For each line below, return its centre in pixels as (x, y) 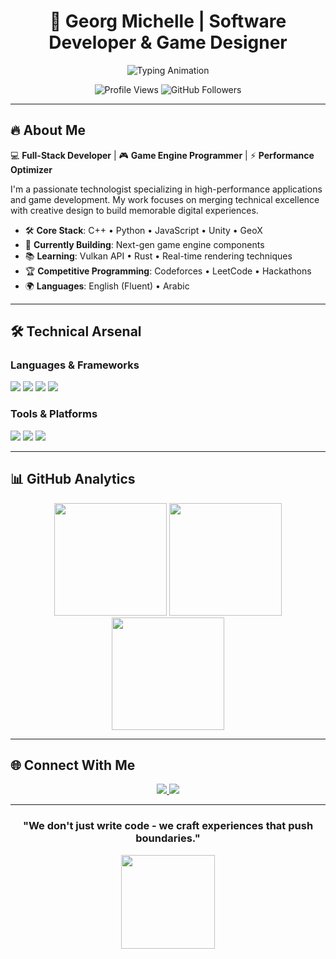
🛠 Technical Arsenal (76, 331)
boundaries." (168, 838)
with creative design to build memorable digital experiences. (134, 210)
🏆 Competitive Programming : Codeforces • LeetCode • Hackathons (168, 271)
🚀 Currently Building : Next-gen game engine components (144, 244)
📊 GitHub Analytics (73, 479)
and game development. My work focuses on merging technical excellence (165, 199)
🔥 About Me (48, 130)
